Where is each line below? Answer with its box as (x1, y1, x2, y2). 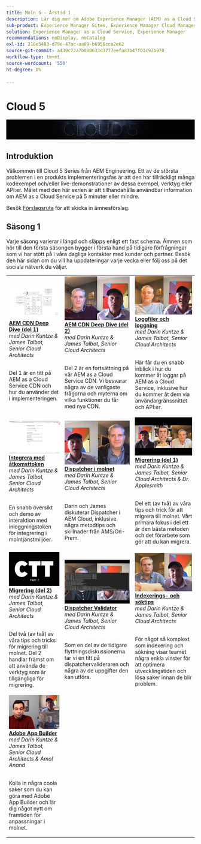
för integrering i (8, 530, 47, 537)
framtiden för (8, 812, 41, 819)
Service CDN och (8, 382, 52, 389)
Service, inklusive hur (135, 384, 188, 391)
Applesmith (135, 482, 163, 489)
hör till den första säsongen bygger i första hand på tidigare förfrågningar (6, 244, 187, 251)
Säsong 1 (6, 222, 41, 232)
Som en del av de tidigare (64, 641, 127, 648)
